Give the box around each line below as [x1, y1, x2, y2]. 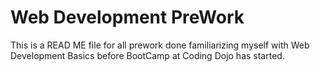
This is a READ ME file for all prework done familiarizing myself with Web [10, 39, 310, 51]
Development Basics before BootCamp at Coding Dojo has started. [10, 49, 285, 61]
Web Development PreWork [10, 6, 245, 29]
